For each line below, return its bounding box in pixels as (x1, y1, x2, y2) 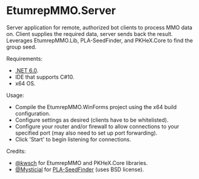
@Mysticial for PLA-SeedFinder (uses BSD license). (15, 166, 144, 173)
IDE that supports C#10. (15, 73, 75, 80)
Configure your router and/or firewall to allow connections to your (15, 122, 180, 130)
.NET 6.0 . (15, 66, 39, 74)
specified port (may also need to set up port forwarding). (15, 129, 158, 136)
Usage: (6, 91, 24, 99)
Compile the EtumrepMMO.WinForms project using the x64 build (15, 103, 177, 110)
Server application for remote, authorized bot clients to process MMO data (6, 24, 193, 31)
